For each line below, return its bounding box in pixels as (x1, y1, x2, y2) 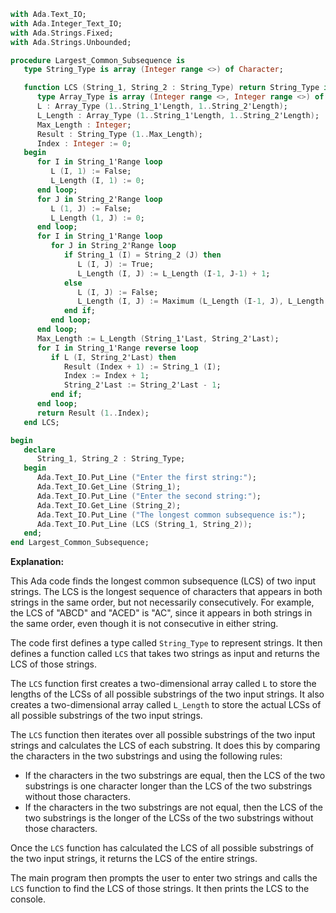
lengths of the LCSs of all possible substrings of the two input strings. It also (10, 688, 325, 700)
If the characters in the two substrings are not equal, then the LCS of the (24, 801, 323, 814)
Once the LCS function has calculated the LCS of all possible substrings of (10, 842, 314, 854)
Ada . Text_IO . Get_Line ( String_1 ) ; (36, 482, 182, 492)
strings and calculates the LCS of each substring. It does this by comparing (10, 740, 321, 752)
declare (23, 445, 56, 455)
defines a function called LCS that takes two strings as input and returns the (10, 648, 320, 660)
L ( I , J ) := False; (77, 287, 159, 297)
